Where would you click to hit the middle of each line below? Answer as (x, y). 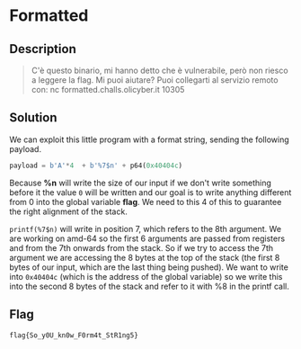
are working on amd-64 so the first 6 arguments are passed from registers (147, 238)
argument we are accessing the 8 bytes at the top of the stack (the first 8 (145, 257)
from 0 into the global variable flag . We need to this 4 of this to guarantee (146, 201)
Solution (33, 118)
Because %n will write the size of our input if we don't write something (141, 183)
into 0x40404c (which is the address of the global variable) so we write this (146, 276)
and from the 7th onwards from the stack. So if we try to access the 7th (142, 247)
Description (43, 49)
